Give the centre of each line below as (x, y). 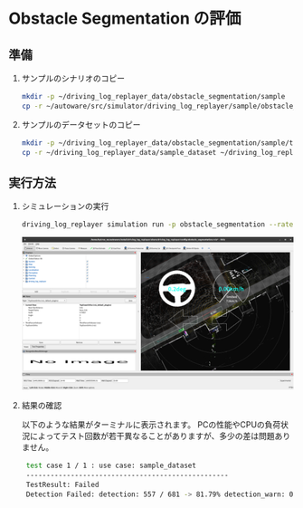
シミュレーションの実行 (65, 206)
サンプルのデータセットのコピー (81, 124)
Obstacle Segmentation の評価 (125, 19)
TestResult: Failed (62, 485)
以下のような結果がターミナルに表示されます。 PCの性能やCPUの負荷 (151, 425)
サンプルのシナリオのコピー (73, 78)
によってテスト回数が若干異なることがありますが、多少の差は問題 (152, 436)
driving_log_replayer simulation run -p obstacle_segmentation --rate (157, 225)
